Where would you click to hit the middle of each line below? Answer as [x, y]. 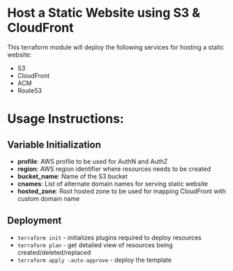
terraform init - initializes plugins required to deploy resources [110, 237]
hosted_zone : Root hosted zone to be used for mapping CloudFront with [122, 191]
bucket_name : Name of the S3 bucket [72, 176]
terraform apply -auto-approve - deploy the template [95, 260]
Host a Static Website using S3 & [104, 13]
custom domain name [48, 198]
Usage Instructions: [66, 119]
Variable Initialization [54, 145]
